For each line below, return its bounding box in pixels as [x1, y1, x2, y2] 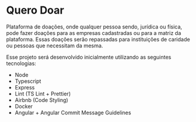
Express [14, 84, 35, 91]
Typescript [14, 78, 42, 85]
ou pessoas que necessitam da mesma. [6, 42, 103, 49]
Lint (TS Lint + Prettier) [14, 90, 71, 97]
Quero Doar [6, 4, 64, 17]
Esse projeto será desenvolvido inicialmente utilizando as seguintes [6, 53, 172, 60]
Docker [14, 102, 33, 110]
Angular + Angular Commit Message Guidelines [14, 109, 132, 116]
